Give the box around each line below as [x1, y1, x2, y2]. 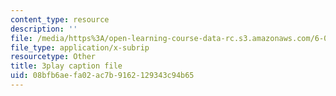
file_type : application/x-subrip [10, 42, 150, 53]
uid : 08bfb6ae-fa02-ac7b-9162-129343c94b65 [10, 71, 195, 81]
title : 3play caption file [10, 61, 123, 71]
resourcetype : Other [10, 52, 97, 62]
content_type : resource [10, 14, 110, 25]
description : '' [10, 24, 78, 34]
